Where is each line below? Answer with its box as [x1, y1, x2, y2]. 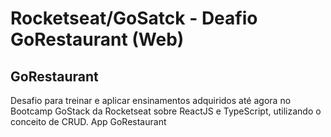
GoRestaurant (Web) [10, 28, 185, 51]
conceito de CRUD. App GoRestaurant [10, 116, 167, 127]
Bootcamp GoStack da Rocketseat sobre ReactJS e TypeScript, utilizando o [10, 105, 322, 117]
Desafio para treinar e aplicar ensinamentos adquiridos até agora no [10, 95, 292, 106]
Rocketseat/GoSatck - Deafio [10, 7, 258, 30]
